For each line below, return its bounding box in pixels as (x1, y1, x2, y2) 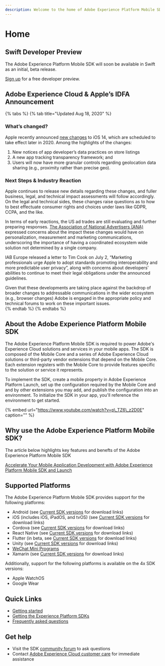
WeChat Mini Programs (12, 546, 59, 552)
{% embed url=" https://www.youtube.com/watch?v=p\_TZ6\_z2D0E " (5, 407, 145, 412)
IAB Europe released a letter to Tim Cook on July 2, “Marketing (5, 254, 133, 260)
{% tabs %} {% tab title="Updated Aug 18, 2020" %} (5, 111, 112, 117)
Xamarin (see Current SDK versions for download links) (12, 551, 124, 557)
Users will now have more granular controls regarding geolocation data (12, 159, 156, 165)
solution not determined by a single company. (5, 245, 98, 251)
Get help (5, 633, 32, 641)
